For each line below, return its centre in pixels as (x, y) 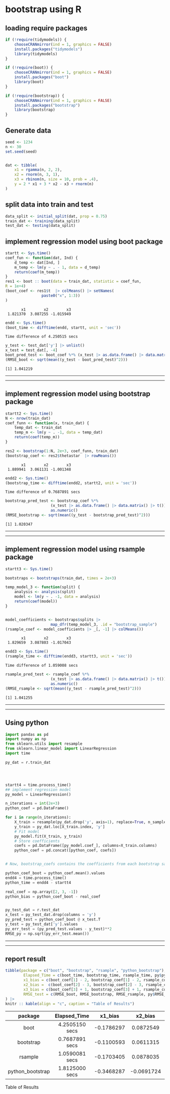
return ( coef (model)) (36, 602)
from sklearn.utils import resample (44, 744)
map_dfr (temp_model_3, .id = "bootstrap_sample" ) (104, 624)
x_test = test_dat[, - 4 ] (31, 350)
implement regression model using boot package (84, 241)
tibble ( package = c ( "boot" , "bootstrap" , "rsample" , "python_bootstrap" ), (86, 971)
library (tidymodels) (36, 54)
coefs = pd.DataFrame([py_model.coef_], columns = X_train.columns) (86, 846)
